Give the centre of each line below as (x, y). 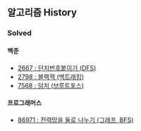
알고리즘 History (42, 13)
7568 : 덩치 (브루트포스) (51, 85)
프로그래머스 (25, 103)
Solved (19, 33)
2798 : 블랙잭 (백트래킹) (51, 77)
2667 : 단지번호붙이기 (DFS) (57, 68)
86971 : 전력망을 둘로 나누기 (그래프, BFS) (75, 120)
